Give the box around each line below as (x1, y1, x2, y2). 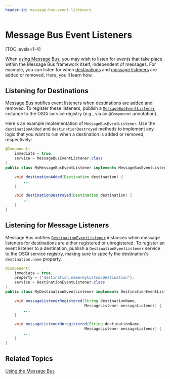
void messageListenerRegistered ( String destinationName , (14, 298, 137, 304)
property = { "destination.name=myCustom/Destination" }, (14, 275, 135, 280)
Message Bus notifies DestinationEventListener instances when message (5, 234, 160, 240)
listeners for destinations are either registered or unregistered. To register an (5, 240, 165, 246)
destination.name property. (5, 256, 62, 262)
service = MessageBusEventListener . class (14, 156, 103, 161)
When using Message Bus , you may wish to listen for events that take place (5, 56, 163, 62)
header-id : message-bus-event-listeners (5, 7, 92, 13)
